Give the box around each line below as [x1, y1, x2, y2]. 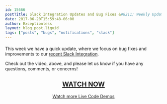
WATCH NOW [62, 80, 105, 89]
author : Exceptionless [5, 21, 52, 26]
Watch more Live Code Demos [52, 93, 115, 99]
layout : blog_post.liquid [5, 26, 59, 31]
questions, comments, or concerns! [5, 66, 78, 72]
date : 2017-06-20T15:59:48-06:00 [5, 16, 75, 21]
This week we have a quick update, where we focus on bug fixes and [5, 46, 147, 52]
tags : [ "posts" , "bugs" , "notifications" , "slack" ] [5, 30, 114, 35]
